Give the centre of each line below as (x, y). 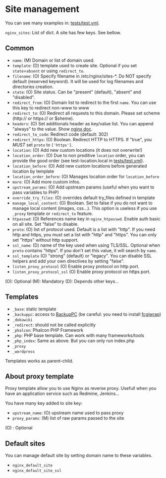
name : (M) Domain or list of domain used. (54, 60)
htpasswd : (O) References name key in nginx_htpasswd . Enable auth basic (86, 219)
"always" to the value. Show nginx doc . (52, 129)
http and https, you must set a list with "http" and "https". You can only (84, 234)
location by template (33, 171)
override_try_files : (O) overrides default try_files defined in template (83, 197)
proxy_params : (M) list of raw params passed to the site (68, 418)
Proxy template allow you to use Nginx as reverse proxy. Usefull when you (81, 388)
